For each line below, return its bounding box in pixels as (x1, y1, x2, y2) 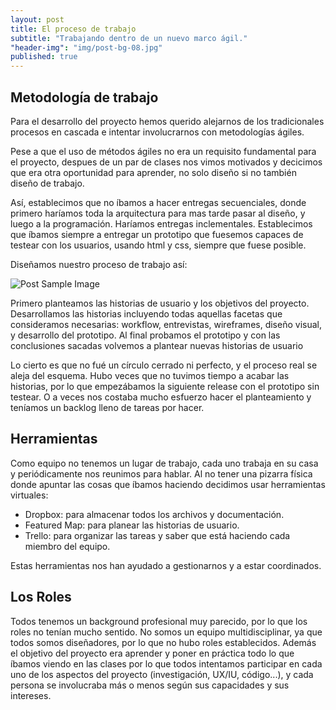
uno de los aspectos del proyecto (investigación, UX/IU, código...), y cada (10, 668, 314, 680)
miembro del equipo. (24, 540, 111, 552)
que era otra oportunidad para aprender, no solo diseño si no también (10, 166, 297, 178)
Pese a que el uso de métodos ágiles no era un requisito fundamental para (10, 145, 317, 157)
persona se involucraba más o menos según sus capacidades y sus (10, 679, 290, 691)
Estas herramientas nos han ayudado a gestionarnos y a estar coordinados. (10, 559, 322, 571)
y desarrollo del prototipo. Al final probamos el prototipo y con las (10, 329, 281, 341)
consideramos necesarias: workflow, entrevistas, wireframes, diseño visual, (10, 318, 322, 330)
